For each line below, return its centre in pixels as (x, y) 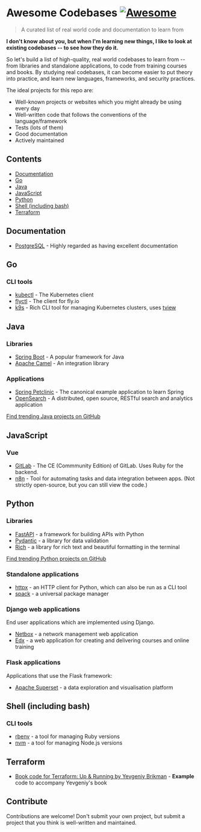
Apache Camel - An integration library (62, 363)
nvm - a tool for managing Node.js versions (69, 743)
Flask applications (34, 663)
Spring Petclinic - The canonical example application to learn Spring (99, 392)
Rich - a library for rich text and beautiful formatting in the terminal (97, 547)
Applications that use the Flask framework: (59, 675)
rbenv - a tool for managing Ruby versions (67, 737)
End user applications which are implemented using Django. (81, 622)
